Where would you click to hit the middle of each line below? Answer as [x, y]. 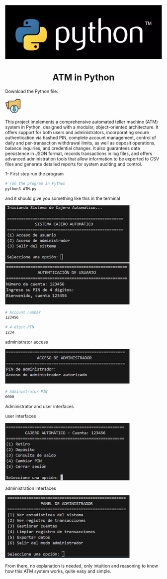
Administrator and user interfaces [40, 407]
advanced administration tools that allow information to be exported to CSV [82, 159]
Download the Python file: [32, 91]
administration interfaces [31, 488]
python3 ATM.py [21, 189]
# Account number [23, 312]
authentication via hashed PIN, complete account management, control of [81, 138]
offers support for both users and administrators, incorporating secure [77, 133]
